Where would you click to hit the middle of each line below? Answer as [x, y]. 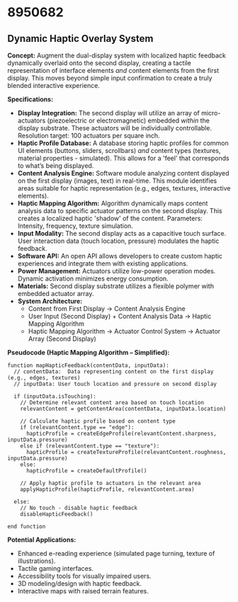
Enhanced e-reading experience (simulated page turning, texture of [116, 553]
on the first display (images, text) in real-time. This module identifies [117, 181]
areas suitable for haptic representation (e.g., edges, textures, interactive [124, 188]
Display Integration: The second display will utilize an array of [108, 113]
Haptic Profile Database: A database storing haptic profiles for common [123, 143]
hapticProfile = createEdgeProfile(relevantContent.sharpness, [121, 433]
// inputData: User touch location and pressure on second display [115, 384]
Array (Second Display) [62, 339]
